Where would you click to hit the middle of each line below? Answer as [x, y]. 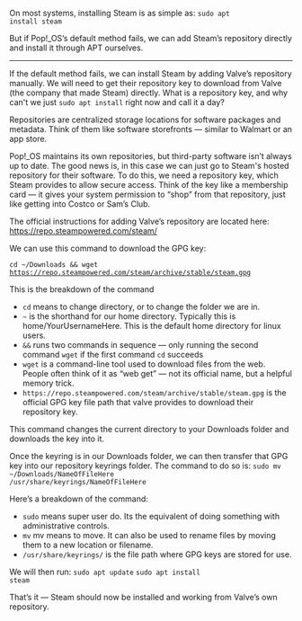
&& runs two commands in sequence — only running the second [140, 345]
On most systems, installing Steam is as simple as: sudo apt [120, 13]
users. [34, 335]
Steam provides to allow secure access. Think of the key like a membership [149, 185]
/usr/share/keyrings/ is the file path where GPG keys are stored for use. [157, 554]
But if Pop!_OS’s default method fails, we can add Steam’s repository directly [151, 38]
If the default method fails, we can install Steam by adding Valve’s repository [151, 74]
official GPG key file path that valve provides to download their [138, 402]
